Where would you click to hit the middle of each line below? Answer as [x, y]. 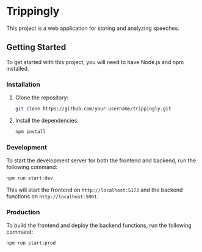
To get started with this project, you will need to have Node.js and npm [95, 62]
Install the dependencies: [47, 120]
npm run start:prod [31, 243]
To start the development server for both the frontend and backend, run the [101, 160]
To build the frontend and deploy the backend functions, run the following [99, 225]
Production [23, 212]
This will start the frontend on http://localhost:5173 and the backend [95, 190]
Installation [23, 84]
